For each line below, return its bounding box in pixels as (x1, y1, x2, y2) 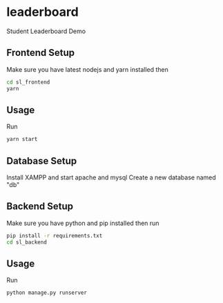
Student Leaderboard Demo (6, 27, 86, 35)
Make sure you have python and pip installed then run (6, 219, 159, 227)
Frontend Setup (6, 47, 75, 59)
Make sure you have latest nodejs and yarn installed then (6, 65, 168, 73)
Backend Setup (6, 201, 74, 213)
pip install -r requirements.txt (6, 232, 103, 239)
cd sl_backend (6, 239, 48, 246)
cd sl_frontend (6, 79, 50, 86)
